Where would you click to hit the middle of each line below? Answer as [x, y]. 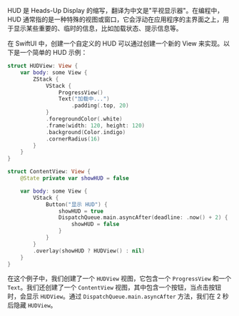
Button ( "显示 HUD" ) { [77, 204]
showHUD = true [81, 211]
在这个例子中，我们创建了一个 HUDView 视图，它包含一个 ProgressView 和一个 [119, 279]
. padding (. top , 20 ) [100, 106]
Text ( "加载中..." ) [84, 99]
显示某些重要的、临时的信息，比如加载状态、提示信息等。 [98, 28]
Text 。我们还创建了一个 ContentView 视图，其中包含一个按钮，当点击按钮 [115, 287]
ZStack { [46, 79]
